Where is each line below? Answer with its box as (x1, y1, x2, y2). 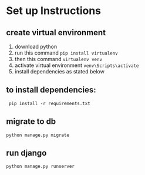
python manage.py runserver (6, 163, 75, 170)
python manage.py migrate (6, 132, 69, 138)
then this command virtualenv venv (14, 56, 103, 62)
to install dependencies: (6, 85, 96, 95)
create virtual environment (6, 28, 106, 38)
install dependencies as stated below (14, 68, 104, 75)
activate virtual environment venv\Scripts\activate (14, 62, 139, 69)
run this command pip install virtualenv (14, 49, 119, 56)
